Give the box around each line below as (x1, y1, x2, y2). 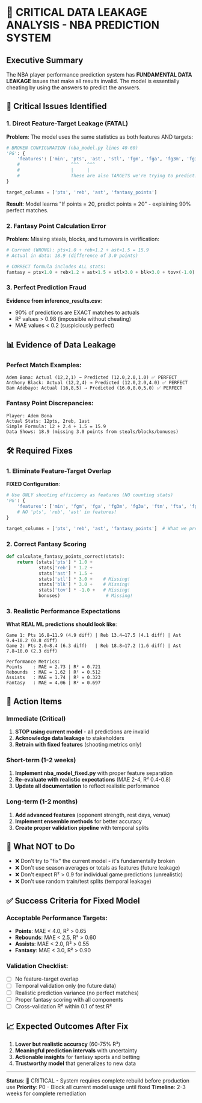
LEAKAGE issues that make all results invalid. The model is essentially (6, 78, 180, 84)
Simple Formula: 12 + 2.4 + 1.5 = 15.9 (6, 423, 106, 429)
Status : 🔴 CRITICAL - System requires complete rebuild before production (6, 1076, 190, 1084)
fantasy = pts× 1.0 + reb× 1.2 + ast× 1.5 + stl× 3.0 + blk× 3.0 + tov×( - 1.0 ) (6, 269, 195, 275)
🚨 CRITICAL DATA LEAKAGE (6, 5, 147, 19)
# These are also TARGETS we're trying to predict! (17, 173, 198, 179)
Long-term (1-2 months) (6, 797, 78, 806)
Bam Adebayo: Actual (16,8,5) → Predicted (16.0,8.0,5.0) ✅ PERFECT (6, 385, 183, 391)
